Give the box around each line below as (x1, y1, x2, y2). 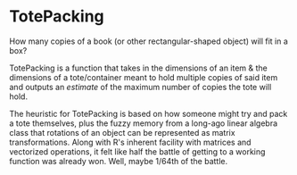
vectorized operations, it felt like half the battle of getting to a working (9, 146, 266, 157)
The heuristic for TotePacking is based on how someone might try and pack (9, 108, 288, 119)
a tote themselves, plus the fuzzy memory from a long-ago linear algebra (9, 118, 278, 129)
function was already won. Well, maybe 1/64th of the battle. (9, 155, 228, 166)
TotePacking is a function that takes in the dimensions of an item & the (9, 62, 268, 73)
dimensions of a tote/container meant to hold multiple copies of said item (9, 71, 278, 82)
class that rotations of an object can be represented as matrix (9, 127, 235, 137)
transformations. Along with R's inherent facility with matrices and (9, 137, 252, 147)
